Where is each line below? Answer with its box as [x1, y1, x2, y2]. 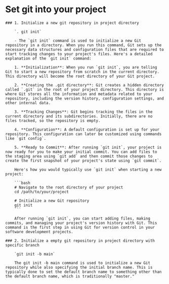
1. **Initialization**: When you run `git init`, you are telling [14, 65, 157, 70]
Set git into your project [5, 4, 106, 15]
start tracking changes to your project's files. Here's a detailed [5, 51, 153, 56]
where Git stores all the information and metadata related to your [5, 91, 153, 97]
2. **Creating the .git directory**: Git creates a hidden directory [14, 82, 164, 87]
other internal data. [5, 100, 51, 105]
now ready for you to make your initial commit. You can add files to [5, 149, 157, 154]
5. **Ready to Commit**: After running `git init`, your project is [14, 145, 162, 150]
